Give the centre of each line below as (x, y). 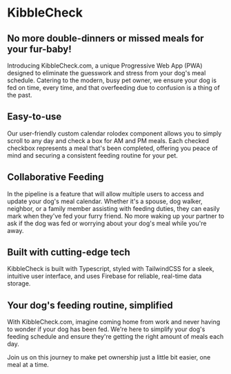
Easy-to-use (34, 116)
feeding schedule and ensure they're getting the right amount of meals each (115, 337)
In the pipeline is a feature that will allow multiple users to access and (106, 194)
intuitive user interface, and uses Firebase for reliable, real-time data (104, 276)
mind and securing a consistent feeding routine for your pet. (92, 155)
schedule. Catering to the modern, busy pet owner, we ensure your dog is (112, 80)
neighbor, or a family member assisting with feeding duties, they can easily (113, 208)
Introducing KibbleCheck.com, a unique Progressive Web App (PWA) (105, 66)
